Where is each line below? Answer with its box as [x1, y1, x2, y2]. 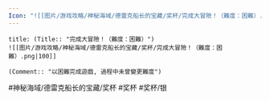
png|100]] [23, 52, 57, 60]
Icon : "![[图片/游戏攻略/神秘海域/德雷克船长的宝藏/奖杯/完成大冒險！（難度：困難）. [8, 11, 264, 20]
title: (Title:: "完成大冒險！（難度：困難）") [8, 35, 155, 43]
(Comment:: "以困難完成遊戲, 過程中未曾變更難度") [8, 67, 162, 76]
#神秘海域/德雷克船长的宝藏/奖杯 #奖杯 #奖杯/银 [8, 82, 167, 92]
